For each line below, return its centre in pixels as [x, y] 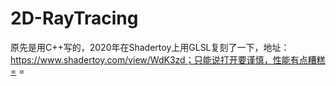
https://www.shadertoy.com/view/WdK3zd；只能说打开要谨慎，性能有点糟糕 [168, 59]
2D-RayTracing [74, 18]
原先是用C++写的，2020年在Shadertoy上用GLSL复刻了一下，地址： [150, 47]
